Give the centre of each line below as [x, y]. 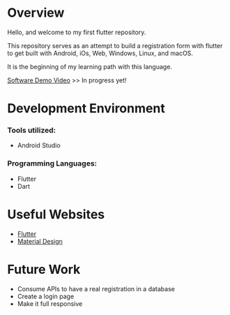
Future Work [44, 269]
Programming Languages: [52, 163]
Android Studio [39, 145]
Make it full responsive [50, 303]
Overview [36, 13]
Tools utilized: [32, 131]
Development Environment [86, 109]
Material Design [40, 241]
